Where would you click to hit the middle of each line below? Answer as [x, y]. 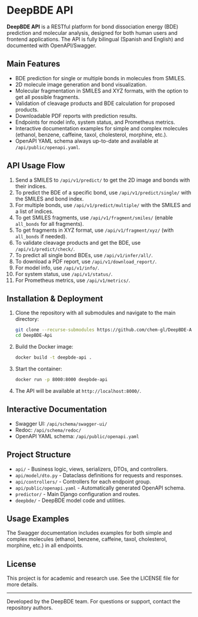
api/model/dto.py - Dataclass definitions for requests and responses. [99, 475]
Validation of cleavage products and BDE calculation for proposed [95, 103]
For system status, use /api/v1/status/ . [64, 274]
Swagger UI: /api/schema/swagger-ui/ [61, 424]
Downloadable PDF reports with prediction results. [76, 116]
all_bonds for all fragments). [49, 224]
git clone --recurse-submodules [55, 330]
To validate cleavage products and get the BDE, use [78, 242]
